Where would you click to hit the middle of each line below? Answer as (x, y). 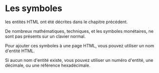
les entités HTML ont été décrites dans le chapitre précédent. (66, 22)
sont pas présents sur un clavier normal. (45, 36)
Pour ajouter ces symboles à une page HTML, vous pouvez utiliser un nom (80, 45)
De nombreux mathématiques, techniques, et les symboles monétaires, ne (79, 31)
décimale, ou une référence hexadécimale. (48, 65)
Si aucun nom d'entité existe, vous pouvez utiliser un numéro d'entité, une (79, 60)
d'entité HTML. (20, 51)
